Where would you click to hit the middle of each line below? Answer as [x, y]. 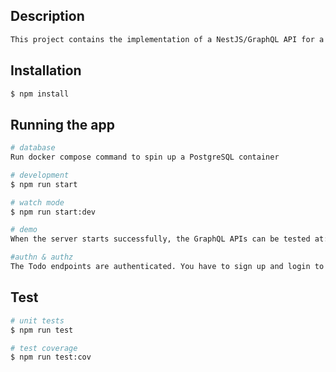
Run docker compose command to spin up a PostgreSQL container [145, 157]
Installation [46, 70]
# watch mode [37, 202]
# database [33, 148]
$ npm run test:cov [51, 357]
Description [47, 16]
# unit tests [37, 320]
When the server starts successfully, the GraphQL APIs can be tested [160, 239]
